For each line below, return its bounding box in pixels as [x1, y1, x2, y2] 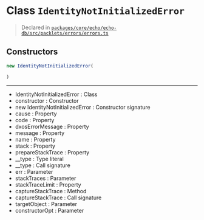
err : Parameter [15, 168, 53, 175]
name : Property [15, 136, 56, 143]
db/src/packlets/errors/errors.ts [21, 30, 109, 36]
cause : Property [15, 110, 57, 117]
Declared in [21, 24, 50, 31]
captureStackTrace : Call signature [15, 194, 102, 201]
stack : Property [15, 142, 56, 150]
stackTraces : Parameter [15, 174, 76, 182]
